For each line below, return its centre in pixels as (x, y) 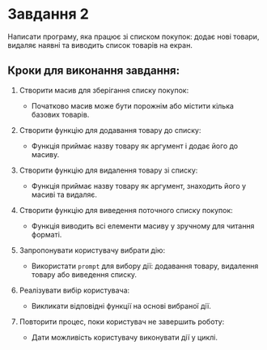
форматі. (47, 234)
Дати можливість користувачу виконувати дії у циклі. (124, 337)
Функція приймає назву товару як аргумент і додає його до (135, 146)
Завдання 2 (49, 14)
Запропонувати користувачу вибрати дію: (92, 250)
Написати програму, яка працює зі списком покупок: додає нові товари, (133, 36)
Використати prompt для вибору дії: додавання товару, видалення (145, 266)
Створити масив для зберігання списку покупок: (104, 90)
